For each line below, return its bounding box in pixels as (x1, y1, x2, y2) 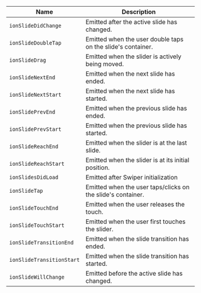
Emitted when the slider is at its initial (86, 156, 190, 164)
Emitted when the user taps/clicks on (86, 183, 190, 191)
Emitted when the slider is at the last (86, 139, 187, 146)
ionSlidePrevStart (9, 126, 62, 133)
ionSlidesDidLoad (9, 174, 59, 181)
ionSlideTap (9, 187, 44, 194)
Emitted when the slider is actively (86, 52, 181, 61)
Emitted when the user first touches (86, 217, 186, 226)
